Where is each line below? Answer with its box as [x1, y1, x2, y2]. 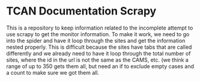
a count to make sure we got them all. [6, 69, 100, 76]
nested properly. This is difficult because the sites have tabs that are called [6, 43, 192, 51]
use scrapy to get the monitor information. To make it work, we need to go [6, 30, 190, 37]
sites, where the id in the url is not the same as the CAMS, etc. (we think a [6, 56, 189, 63]
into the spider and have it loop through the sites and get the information [6, 37, 186, 44]
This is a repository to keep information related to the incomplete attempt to [6, 24, 193, 31]
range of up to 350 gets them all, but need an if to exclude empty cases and [6, 62, 194, 70]
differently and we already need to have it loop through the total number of [6, 49, 191, 57]
